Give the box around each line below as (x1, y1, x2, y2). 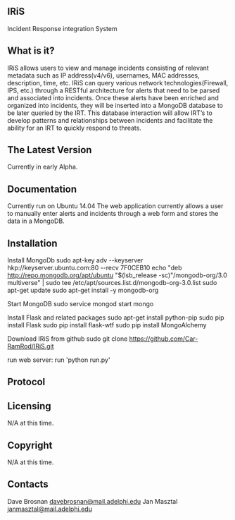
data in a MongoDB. (7, 217, 65, 225)
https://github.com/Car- (129, 334, 198, 343)
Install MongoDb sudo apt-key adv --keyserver (7, 256, 144, 265)
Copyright (7, 439, 53, 451)
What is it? (7, 45, 55, 57)
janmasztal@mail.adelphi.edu (7, 504, 93, 513)
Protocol (7, 376, 46, 388)
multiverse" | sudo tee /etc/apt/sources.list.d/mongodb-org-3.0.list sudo (7, 279, 217, 287)
